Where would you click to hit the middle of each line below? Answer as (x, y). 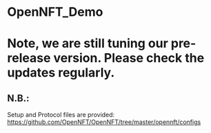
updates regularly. (61, 73)
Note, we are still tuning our (88, 44)
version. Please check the (129, 58)
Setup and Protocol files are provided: (61, 115)
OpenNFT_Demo (55, 12)
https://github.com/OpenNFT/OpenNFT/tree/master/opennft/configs (104, 122)
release (29, 58)
